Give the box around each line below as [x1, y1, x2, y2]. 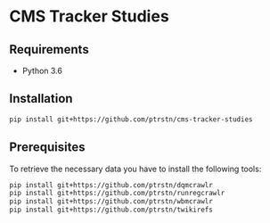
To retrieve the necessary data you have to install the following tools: [9, 163, 262, 174]
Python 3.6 [21, 65, 62, 76]
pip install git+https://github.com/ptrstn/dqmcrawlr [9, 180, 214, 189]
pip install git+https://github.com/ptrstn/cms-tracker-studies [9, 114, 253, 124]
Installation [9, 91, 73, 106]
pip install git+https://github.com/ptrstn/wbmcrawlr [9, 197, 214, 206]
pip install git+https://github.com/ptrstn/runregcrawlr [9, 189, 225, 198]
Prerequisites [9, 140, 86, 155]
